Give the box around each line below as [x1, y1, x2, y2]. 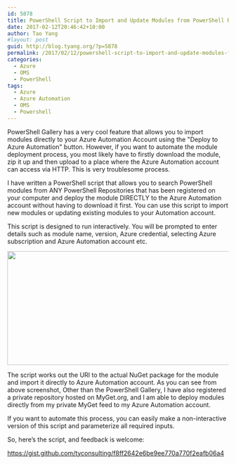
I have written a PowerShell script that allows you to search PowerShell [7, 179, 213, 187]
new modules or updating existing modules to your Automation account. [7, 208, 216, 217]
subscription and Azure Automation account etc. [7, 237, 147, 245]
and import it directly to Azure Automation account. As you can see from [7, 378, 217, 387]
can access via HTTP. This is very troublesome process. [7, 165, 171, 173]
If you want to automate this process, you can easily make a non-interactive [7, 414, 227, 423]
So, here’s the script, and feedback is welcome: [7, 435, 145, 444]
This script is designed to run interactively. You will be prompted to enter [7, 222, 218, 231]
